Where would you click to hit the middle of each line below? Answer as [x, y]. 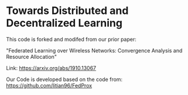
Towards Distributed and [67, 11]
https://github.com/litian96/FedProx [49, 85]
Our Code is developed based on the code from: [64, 79]
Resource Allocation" [32, 57]
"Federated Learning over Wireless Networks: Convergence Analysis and [94, 50]
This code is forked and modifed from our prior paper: [71, 39]
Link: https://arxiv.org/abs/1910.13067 [51, 68]
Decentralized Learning [64, 23]
